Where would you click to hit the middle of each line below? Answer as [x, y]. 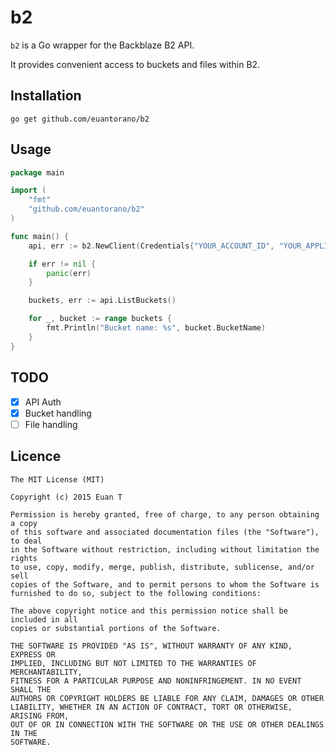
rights [24, 558]
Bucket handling [58, 413]
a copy [24, 523]
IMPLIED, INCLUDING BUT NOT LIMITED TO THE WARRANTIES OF [133, 663]
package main [37, 172]
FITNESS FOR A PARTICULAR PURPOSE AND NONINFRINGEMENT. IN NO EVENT [156, 681]
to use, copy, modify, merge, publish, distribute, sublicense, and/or [162, 567]
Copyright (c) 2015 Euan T [66, 497]
